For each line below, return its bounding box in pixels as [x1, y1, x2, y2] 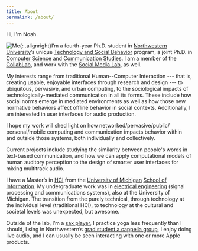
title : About [6, 8, 38, 15]
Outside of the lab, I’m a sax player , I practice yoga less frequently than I [6, 219, 182, 226]
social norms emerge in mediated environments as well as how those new [6, 97, 186, 104]
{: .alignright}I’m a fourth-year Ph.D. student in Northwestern [20, 42, 167, 49]
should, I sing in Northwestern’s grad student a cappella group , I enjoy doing [6, 225, 192, 233]
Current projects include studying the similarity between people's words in [6, 146, 188, 153]
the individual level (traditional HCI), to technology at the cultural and [6, 201, 174, 208]
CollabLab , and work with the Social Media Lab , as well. [6, 61, 142, 68]
